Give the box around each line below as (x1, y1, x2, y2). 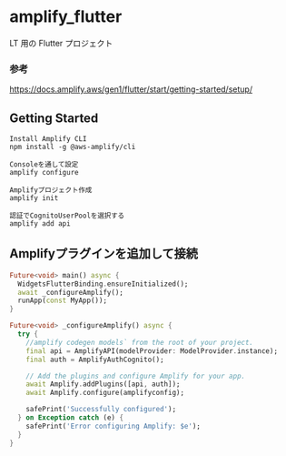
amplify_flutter (9, 6, 123, 27)
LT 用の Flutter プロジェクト (9, 37, 113, 48)
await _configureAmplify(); (17, 288, 124, 297)
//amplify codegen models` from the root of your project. (25, 338, 254, 347)
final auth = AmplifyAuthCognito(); (25, 355, 165, 364)
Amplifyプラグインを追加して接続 (9, 246, 198, 261)
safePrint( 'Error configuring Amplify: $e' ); (25, 421, 202, 431)
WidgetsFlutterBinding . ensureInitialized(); (17, 279, 189, 289)
